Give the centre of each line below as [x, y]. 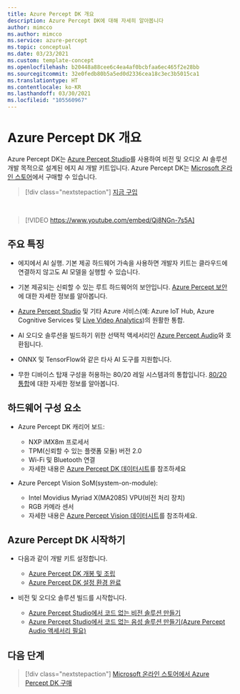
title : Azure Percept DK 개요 [51, 14]
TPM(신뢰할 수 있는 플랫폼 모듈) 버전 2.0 [85, 451]
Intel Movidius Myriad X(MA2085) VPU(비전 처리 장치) [107, 498]
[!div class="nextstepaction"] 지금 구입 [81, 192]
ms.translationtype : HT [43, 80]
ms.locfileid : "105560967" [47, 101]
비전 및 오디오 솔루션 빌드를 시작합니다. [72, 598]
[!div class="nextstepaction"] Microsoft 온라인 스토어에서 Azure [117, 674]
